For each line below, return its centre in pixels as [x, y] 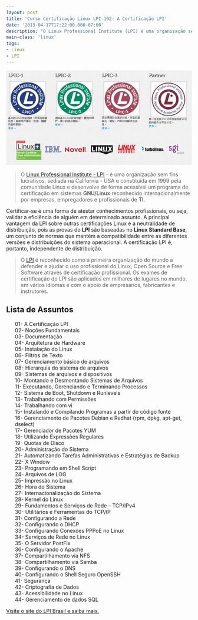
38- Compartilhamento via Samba [56, 562]
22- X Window [32, 461]
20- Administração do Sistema [52, 449]
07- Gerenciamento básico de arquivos [62, 361]
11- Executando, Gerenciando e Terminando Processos [81, 387]
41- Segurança [33, 581]
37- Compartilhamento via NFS [52, 555]
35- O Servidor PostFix [42, 543]
